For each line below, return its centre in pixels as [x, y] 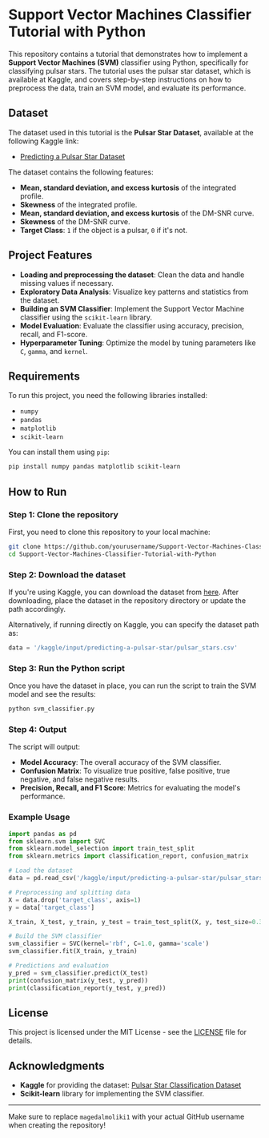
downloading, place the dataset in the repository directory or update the [127, 600]
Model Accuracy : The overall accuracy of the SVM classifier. [120, 762]
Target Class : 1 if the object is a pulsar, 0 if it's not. [104, 230]
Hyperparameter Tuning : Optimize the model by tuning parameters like [138, 343]
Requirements [44, 376]
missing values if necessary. [66, 283]
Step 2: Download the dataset [67, 574]
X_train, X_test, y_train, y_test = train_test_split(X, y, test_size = [130, 922]
